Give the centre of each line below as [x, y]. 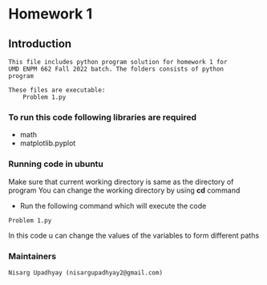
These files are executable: [57, 90]
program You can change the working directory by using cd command [124, 190]
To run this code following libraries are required [103, 117]
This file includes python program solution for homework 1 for [118, 62]
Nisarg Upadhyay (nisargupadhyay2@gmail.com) [85, 273]
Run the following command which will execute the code [113, 206]
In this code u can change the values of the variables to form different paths [134, 235]
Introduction [40, 44]
